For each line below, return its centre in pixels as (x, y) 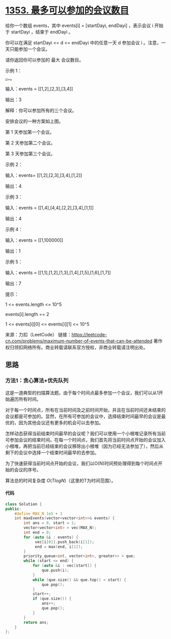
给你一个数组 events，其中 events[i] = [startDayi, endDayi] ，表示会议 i (79, 25)
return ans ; (36, 622)
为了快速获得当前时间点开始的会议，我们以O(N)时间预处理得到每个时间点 (82, 463)
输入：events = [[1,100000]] (34, 240)
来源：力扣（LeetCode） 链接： (39, 334)
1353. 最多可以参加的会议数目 (67, 10)
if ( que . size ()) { (52, 599)
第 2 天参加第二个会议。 (30, 142)
